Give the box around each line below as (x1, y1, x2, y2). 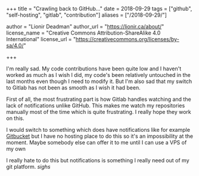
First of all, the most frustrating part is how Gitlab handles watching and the (6, 95, 192, 103)
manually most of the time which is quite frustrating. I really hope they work (6, 109, 192, 115)
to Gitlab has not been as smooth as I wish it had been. (6, 84, 141, 91)
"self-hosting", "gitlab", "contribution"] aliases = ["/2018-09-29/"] (6, 11, 167, 18)
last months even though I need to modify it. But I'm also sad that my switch (6, 78, 192, 85)
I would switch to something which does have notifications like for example (6, 126, 191, 133)
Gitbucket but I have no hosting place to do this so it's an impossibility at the (6, 132, 194, 140)
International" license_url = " (6, 36, 76, 42)
